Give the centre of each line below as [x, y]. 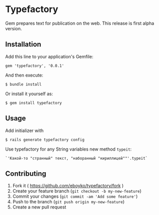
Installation [23, 45]
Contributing [26, 173]
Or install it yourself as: [29, 94]
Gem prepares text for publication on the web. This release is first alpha [80, 23]
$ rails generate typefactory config [45, 139]
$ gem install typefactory [34, 103]
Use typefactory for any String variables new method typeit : [69, 149]
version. [14, 28]
